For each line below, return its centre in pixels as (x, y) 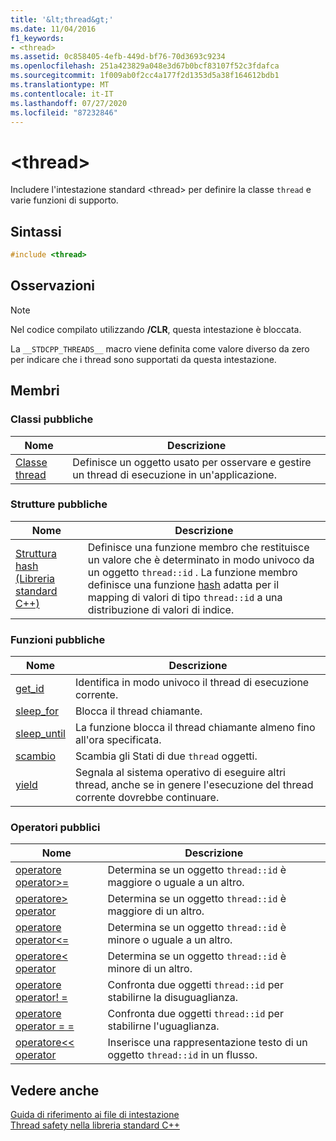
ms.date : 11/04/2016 (53, 29)
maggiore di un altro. (156, 911)
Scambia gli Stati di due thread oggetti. (166, 756)
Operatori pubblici (55, 828)
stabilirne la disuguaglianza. (173, 998)
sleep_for (37, 711)
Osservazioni (53, 286)
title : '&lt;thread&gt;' (62, 19)
